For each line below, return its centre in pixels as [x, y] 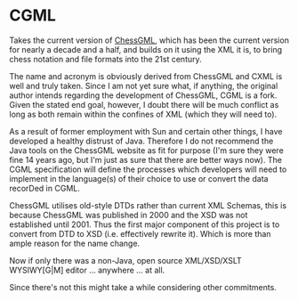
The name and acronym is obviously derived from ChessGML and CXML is [146, 76]
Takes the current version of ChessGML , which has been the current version [149, 40]
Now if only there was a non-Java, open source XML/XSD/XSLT [125, 260]
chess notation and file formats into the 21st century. [105, 59]
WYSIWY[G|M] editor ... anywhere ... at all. [87, 270]
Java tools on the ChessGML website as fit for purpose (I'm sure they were [147, 150]
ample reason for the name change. [75, 243]
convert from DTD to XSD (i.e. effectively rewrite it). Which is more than [140, 233]
